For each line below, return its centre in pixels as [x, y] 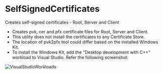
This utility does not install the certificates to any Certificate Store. [78, 37]
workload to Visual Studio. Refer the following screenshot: [70, 57]
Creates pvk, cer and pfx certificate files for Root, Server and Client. [80, 31]
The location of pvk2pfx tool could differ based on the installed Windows [85, 42]
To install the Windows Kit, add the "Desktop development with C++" [81, 52]
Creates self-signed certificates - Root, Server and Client [62, 22]
